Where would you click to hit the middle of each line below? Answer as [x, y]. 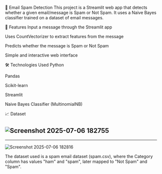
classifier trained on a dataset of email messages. [54, 18]
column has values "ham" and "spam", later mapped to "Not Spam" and [76, 161]
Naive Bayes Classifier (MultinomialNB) [44, 104]
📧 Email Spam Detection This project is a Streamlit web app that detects [76, 7]
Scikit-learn [16, 85]
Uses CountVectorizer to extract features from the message [64, 36]
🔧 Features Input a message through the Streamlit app [59, 27]
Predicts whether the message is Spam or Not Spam [57, 46]
